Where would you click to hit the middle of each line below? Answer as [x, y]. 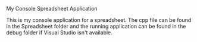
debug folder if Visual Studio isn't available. [60, 33]
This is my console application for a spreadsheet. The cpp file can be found [99, 20]
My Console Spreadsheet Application [52, 9]
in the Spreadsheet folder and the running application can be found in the [96, 26]
